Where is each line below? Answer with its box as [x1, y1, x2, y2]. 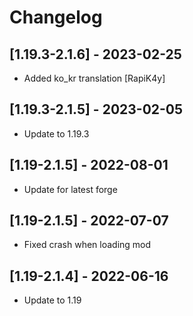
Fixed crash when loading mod [23, 239, 152, 251]
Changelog [9, 6, 103, 29]
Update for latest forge [23, 183, 118, 195]
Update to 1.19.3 [23, 127, 90, 140]
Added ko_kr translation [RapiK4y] [23, 72, 166, 84]
